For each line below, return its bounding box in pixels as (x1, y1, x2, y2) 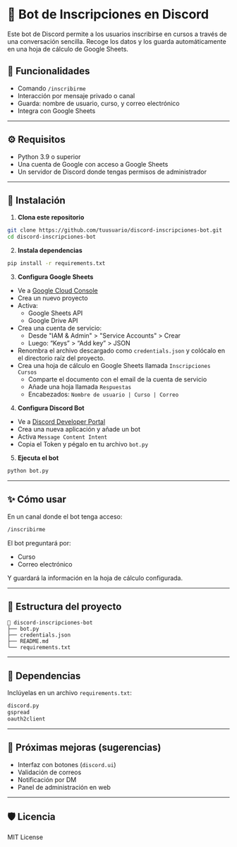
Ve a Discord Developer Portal (17, 417, 106, 426)
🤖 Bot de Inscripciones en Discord (7, 6, 209, 23)
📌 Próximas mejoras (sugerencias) (7, 742, 162, 754)
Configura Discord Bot (17, 404, 85, 412)
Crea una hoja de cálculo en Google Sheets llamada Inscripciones (17, 362, 211, 369)
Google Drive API (28, 316, 78, 324)
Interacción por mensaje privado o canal (17, 91, 135, 100)
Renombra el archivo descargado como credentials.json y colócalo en (17, 346, 226, 355)
